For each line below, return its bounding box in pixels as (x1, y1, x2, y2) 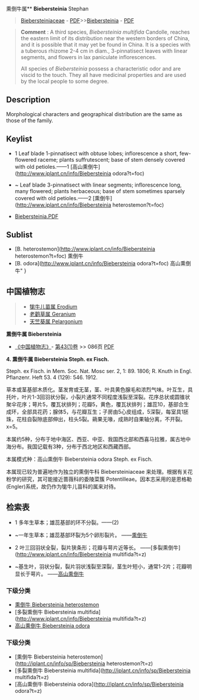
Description (6, 95, 50, 105)
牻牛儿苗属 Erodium (29, 303, 78, 310)
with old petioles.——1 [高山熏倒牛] (14, 163, 101, 170)
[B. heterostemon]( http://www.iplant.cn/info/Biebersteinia (14, 245, 156, 253)
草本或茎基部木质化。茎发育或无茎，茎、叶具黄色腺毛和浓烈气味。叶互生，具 (6, 386, 193, 393)
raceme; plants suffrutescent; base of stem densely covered (37, 156, 185, 163)
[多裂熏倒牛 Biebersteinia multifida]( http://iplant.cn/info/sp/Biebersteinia (14, 667, 191, 674)
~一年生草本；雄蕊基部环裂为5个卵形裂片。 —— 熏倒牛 (14, 532, 148, 539)
